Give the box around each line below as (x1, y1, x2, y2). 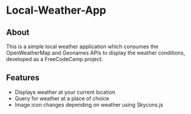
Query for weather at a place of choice (14, 94, 109, 102)
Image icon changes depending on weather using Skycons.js (14, 101, 164, 108)
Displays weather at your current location (14, 88, 116, 96)
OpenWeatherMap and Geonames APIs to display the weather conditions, (6, 49, 185, 56)
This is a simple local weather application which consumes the (6, 43, 158, 50)
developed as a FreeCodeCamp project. (6, 56, 103, 62)
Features (6, 72, 40, 83)
